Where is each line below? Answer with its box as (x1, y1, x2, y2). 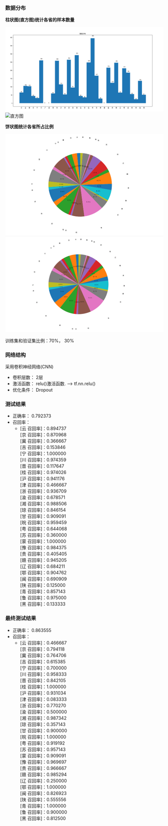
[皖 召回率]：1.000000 (20, 734, 67, 740)
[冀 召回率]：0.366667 (20, 438, 67, 444)
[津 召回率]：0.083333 (20, 696, 67, 702)
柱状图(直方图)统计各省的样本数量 (5, 17, 75, 23)
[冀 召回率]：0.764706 (20, 652, 67, 658)
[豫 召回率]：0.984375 (20, 545, 67, 551)
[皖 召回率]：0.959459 (20, 520, 67, 526)
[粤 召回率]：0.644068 (20, 526, 67, 532)
